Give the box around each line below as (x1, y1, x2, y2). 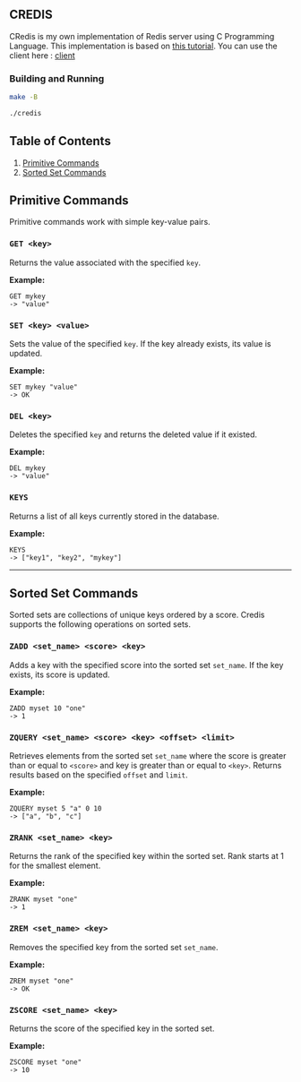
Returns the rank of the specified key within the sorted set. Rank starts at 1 (9, 851, 284, 862)
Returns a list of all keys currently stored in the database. (9, 511, 219, 521)
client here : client (9, 49, 76, 61)
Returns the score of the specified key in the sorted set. (9, 1023, 215, 1034)
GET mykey (9, 291, 47, 301)
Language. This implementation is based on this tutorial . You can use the (9, 40, 278, 51)
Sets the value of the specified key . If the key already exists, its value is (9, 339, 271, 349)
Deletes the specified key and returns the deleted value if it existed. (9, 429, 258, 440)
